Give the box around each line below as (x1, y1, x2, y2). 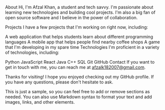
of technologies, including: (5, 49, 59, 55)
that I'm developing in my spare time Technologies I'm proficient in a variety (5, 44, 160, 50)
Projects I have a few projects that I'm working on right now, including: (5, 24, 148, 30)
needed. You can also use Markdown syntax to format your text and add (5, 94, 152, 100)
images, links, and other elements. (5, 99, 75, 105)
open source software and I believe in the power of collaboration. (5, 15, 138, 20)
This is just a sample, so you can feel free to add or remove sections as (5, 89, 150, 94)
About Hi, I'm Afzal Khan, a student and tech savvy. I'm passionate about (5, 4, 154, 10)
